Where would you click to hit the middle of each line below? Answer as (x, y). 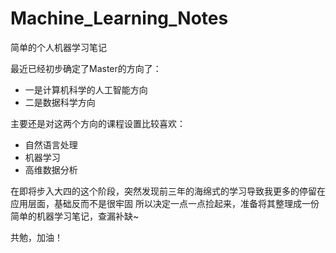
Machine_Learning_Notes (119, 18)
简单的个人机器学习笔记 (58, 47)
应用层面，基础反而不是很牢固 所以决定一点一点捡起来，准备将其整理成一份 (165, 203)
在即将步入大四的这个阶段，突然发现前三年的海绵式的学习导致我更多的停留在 (168, 191)
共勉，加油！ (36, 237)
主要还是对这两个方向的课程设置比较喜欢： (98, 123)
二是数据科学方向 (60, 102)
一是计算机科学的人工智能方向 (86, 89)
